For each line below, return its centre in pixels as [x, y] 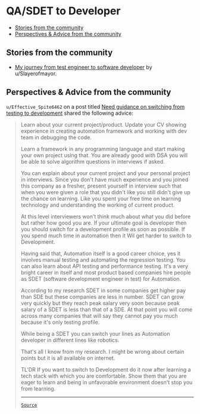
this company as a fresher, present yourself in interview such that [101, 186]
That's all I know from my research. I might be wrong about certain [102, 351]
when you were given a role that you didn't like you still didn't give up [105, 192]
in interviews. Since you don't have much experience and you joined [104, 179]
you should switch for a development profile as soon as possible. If [103, 229]
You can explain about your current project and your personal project [105, 173]
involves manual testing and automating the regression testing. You [103, 260]
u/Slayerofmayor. [36, 73]
